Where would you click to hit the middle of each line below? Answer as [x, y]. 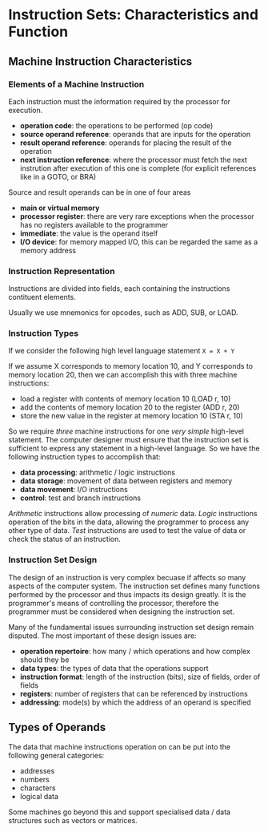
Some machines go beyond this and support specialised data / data [119, 812]
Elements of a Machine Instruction [76, 84]
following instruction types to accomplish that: [84, 457]
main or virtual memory [60, 208]
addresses [37, 770]
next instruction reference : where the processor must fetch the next [134, 160]
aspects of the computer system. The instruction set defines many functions [134, 586]
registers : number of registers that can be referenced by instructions [134, 693]
